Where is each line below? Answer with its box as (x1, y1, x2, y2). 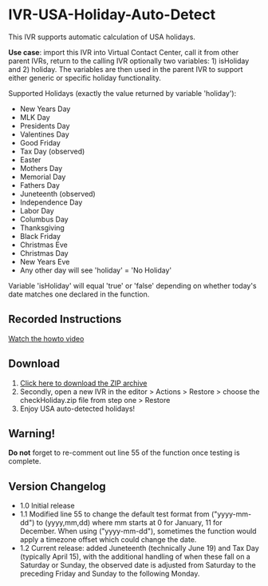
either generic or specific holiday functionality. (8, 73, 161, 82)
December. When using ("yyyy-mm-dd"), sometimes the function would (19, 526, 257, 536)
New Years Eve (19, 257, 70, 266)
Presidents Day (19, 121, 70, 130)
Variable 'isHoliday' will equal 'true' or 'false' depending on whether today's (8, 281, 257, 290)
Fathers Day (19, 180, 60, 189)
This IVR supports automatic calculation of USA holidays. (8, 32, 195, 42)
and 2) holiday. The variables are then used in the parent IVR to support (8, 64, 243, 74)
